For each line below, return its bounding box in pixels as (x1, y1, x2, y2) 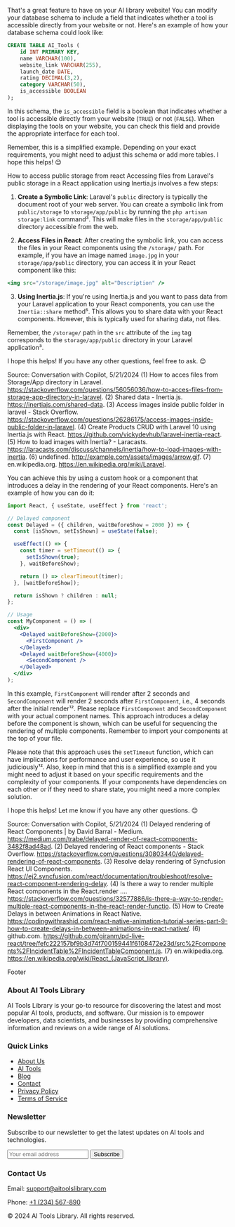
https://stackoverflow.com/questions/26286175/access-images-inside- (7, 415, 214, 424)
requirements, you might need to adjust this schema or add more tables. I (7, 150, 219, 159)
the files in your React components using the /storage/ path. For (17, 243, 205, 252)
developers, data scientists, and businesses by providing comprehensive (7, 1016, 218, 1025)
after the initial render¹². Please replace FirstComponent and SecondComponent (7, 704, 227, 713)
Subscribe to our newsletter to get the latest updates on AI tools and (7, 1128, 205, 1136)
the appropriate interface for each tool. (7, 129, 120, 138)
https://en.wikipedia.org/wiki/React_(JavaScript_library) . (7, 954, 170, 962)
